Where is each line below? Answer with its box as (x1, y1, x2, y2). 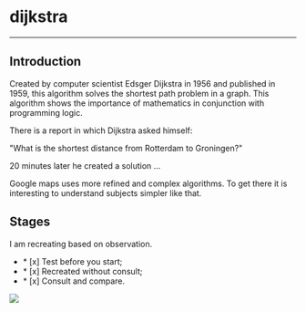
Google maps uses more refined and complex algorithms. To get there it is (9, 178, 288, 189)
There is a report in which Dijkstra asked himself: (9, 125, 193, 136)
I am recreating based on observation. (9, 238, 153, 249)
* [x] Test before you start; (22, 255, 123, 266)
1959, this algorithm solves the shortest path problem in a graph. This (9, 88, 270, 99)
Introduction (9, 54, 82, 69)
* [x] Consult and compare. (22, 276, 126, 286)
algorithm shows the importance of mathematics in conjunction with (9, 98, 265, 109)
